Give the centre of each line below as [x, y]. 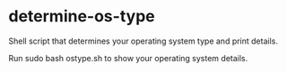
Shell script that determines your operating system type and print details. [143, 41]
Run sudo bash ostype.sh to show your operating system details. [128, 58]
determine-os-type [82, 16]
